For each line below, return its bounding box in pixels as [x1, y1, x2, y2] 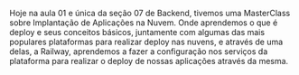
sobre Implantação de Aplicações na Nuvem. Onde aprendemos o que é [9, 17, 278, 28]
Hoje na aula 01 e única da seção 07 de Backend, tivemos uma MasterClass [9, 8, 291, 18]
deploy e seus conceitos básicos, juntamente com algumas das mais [9, 27, 265, 37]
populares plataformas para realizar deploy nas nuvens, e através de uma [9, 36, 284, 47]
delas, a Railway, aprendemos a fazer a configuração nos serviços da [9, 46, 268, 57]
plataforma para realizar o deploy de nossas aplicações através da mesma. [9, 56, 289, 66]
